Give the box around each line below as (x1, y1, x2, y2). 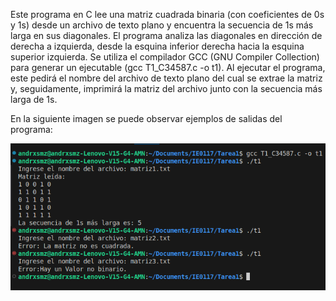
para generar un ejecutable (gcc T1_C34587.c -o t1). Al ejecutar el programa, (10, 62, 326, 73)
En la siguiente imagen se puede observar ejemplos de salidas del (10, 113, 283, 124)
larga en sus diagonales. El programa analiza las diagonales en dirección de (10, 30, 323, 41)
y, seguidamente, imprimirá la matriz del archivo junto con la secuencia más (10, 83, 323, 94)
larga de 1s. (10, 94, 58, 105)
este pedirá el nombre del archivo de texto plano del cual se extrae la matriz (10, 72, 323, 84)
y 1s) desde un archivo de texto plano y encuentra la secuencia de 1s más (10, 19, 314, 31)
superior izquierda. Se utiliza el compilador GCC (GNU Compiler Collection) (10, 51, 320, 63)
